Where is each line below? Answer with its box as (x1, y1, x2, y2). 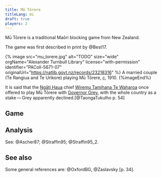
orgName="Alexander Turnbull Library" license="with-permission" (5, 59, 140, 65)
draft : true (5, 16, 30, 21)
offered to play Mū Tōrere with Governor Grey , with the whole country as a (5, 89, 157, 95)
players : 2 (5, 21, 28, 26)
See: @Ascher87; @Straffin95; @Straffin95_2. (5, 139, 99, 145)
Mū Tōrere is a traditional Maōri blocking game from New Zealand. (5, 35, 140, 41)
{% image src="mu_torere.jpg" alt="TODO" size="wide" (5, 54, 119, 60)
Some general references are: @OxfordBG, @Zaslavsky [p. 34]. (5, 167, 134, 173)
